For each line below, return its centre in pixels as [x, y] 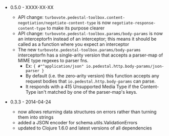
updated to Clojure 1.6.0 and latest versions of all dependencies [85, 128]
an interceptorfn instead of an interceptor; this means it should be [87, 39]
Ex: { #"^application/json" [55, 66]
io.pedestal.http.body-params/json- [125, 66]
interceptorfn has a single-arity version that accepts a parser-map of [90, 55]
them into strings [36, 117]
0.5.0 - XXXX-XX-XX [32, 7]
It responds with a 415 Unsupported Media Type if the [82, 87]
